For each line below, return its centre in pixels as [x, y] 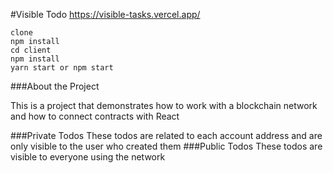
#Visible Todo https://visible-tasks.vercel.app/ [105, 14]
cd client [31, 50]
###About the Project [55, 86]
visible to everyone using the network [88, 157]
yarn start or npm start [62, 68]
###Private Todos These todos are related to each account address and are [166, 135]
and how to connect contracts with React [95, 116]
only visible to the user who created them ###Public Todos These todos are [166, 146]
